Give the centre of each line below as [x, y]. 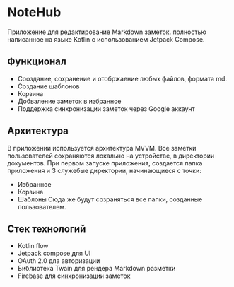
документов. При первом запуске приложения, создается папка [105, 163]
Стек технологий [47, 229]
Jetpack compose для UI [54, 253]
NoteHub [34, 12]
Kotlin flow [33, 246]
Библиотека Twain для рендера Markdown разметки [96, 269]
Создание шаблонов [48, 86]
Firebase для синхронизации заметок [74, 276]
